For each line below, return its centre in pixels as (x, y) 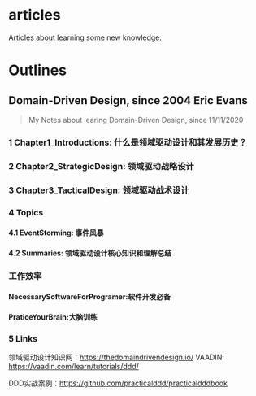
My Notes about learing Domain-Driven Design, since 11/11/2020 (136, 120)
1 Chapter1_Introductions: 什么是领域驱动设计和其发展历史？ (128, 142)
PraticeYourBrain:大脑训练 (53, 317)
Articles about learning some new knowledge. (85, 37)
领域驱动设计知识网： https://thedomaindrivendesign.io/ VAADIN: (117, 357)
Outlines (38, 70)
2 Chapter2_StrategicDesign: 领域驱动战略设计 (102, 166)
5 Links (23, 338)
